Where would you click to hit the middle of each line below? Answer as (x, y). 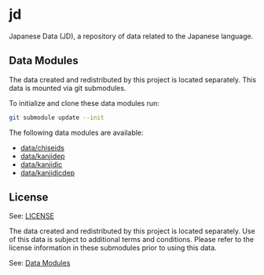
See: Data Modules (40, 263)
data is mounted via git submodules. (68, 88)
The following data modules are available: (76, 132)
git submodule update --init (57, 118)
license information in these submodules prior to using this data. (113, 248)
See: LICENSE (31, 216)
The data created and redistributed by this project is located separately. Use (132, 231)
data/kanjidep (42, 156)
